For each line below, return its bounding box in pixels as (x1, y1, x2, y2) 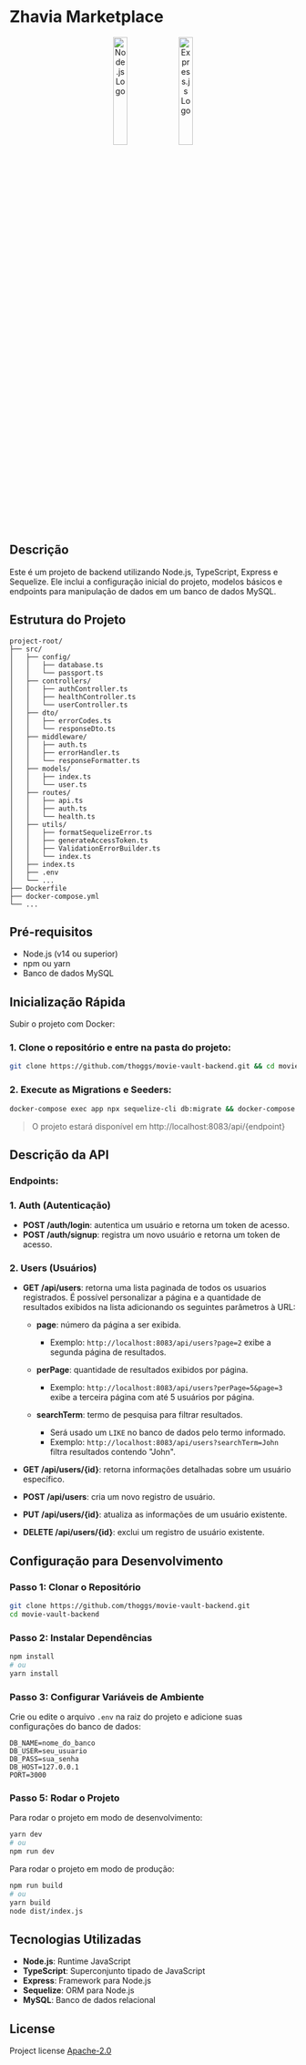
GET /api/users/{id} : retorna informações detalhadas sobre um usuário (22, 1464, 291, 1475)
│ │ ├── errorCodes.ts (9, 716, 112, 726)
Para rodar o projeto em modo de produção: (9, 1864, 175, 1874)
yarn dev (9, 1830, 43, 1839)
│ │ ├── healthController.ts (9, 692, 137, 701)
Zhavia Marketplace (9, 6, 164, 27)
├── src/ (9, 645, 43, 654)
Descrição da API (9, 1147, 109, 1162)
